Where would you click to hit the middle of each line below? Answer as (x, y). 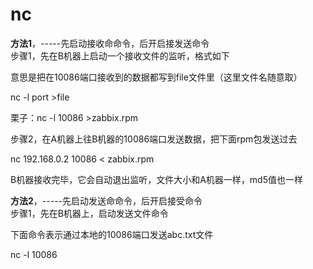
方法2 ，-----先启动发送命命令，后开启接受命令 (106, 200)
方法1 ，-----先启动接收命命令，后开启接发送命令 (110, 43)
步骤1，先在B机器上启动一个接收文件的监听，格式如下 (120, 55)
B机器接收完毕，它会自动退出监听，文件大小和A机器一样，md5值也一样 (156, 179)
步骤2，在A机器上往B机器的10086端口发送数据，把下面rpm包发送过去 (154, 139)
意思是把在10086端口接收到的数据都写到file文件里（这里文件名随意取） (156, 77)
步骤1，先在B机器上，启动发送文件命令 (89, 213)
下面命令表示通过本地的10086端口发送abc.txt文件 (112, 234)
